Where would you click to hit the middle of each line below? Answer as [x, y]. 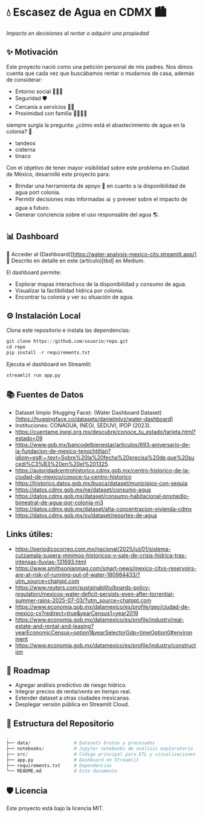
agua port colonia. [38, 192]
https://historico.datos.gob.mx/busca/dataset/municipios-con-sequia [101, 483]
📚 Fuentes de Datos [45, 395]
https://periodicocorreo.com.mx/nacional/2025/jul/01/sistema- [93, 549]
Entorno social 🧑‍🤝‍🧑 [39, 91]
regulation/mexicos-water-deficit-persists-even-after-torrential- [95, 594]
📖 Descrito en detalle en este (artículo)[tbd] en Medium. [76, 261]
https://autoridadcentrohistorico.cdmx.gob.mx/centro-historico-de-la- [102, 470]
